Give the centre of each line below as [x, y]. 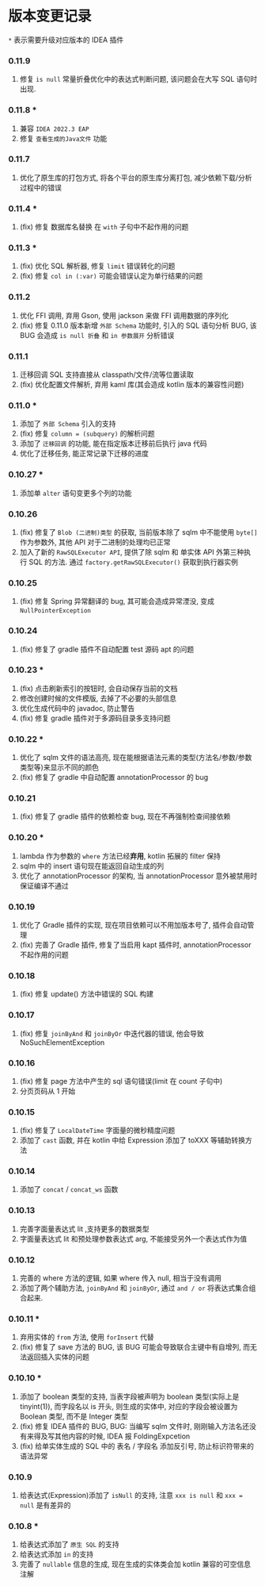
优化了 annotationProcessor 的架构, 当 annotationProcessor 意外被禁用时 [138, 876]
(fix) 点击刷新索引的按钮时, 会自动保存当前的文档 [98, 688]
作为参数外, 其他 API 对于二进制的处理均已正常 [95, 542]
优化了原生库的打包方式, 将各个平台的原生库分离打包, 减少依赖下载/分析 [136, 177]
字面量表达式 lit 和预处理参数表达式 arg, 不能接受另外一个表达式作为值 [133, 1238]
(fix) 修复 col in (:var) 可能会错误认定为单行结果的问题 [111, 276]
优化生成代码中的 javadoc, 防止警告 [77, 708]
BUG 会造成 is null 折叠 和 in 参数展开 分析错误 [97, 335]
